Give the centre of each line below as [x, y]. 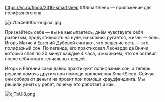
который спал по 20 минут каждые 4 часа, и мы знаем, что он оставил [81, 53]
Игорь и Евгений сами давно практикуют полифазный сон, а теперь [78, 68]
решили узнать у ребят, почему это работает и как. [60, 84]
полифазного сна [23, 13]
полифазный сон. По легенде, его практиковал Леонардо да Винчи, [77, 48]
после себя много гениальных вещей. [46, 59]
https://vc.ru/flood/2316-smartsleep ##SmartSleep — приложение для [78, 7]
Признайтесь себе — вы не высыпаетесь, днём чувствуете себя [74, 32]
